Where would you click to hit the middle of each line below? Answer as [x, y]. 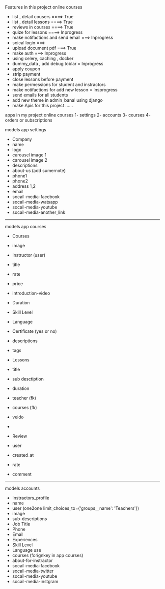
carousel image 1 [29, 155]
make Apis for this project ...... [42, 105]
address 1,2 [24, 186]
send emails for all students [40, 95]
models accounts [23, 488]
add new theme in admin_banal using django [57, 100]
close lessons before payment [43, 79]
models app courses [26, 226]
